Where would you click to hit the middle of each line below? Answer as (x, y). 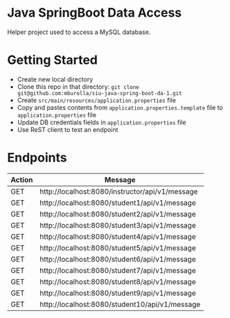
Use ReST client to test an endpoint (68, 129)
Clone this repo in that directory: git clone (78, 86)
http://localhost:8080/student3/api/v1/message (117, 225)
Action (22, 180)
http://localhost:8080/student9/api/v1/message (117, 293)
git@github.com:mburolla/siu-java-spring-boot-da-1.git (99, 93)
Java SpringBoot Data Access (95, 13)
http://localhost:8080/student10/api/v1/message (120, 304)
